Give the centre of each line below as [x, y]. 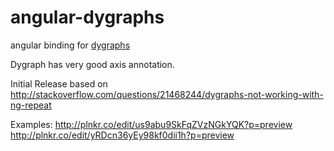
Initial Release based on [59, 83]
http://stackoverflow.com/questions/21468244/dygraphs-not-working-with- [167, 94]
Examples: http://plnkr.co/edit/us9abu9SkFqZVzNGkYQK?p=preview [151, 124]
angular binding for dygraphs [70, 45]
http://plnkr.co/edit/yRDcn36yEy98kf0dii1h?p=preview [122, 135]
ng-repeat [31, 105]
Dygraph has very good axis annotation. [92, 64]
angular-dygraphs [87, 17]
